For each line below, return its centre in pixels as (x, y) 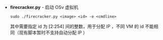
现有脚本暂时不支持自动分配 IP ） (53, 33)
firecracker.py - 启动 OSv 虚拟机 (44, 7)
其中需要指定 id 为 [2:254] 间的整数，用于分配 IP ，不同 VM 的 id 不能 (82, 26)
